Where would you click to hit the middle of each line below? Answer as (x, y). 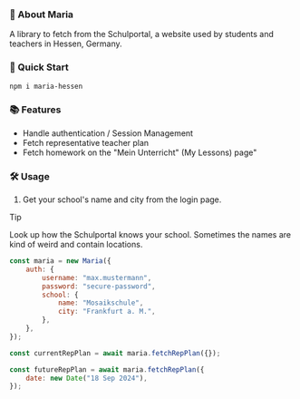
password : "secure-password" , (99, 286)
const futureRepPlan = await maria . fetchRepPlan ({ (107, 370)
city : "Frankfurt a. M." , (106, 312)
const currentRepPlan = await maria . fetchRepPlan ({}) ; (115, 353)
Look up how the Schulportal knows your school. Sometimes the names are (150, 235)
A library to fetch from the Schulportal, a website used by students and (142, 34)
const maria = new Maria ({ (60, 261)
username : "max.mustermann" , (97, 277)
